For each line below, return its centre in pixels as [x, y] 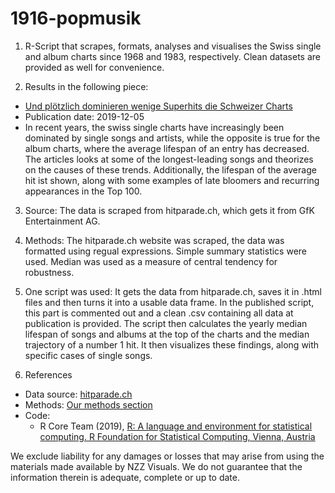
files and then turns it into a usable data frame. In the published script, [169, 302]
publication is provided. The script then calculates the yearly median [166, 323]
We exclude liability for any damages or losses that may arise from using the [167, 456]
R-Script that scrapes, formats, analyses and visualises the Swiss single [173, 46]
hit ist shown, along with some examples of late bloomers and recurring [172, 180]
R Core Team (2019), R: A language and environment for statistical [176, 426]
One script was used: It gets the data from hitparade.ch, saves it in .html [173, 291]
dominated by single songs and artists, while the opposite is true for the [172, 138]
